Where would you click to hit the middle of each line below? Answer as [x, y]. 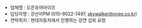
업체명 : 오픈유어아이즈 [33, 7]
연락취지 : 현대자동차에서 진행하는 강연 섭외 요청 [58, 20]
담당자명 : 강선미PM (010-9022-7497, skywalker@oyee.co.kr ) [74, 14]
